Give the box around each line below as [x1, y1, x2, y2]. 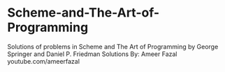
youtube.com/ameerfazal [7, 57, 80, 65]
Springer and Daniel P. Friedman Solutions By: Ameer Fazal [7, 50, 177, 58]
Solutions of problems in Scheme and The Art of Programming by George [7, 42, 219, 51]
